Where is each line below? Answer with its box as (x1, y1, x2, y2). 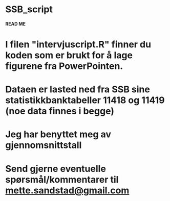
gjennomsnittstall (5, 139, 82, 151)
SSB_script (5, 4, 53, 15)
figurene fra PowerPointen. (5, 60, 123, 72)
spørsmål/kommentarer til (5, 173, 119, 185)
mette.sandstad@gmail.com (5, 185, 130, 196)
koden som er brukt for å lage (5, 49, 133, 61)
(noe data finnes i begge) (5, 106, 114, 117)
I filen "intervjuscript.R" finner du (5, 38, 152, 50)
